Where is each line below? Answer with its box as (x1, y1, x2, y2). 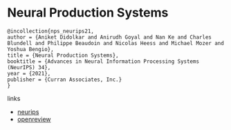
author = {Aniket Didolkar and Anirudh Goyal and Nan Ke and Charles (7, 33, 212, 41)
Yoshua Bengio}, (7, 46, 54, 53)
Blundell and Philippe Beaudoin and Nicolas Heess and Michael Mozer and (7, 39, 225, 46)
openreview (17, 115, 51, 123)
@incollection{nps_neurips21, (7, 28, 95, 35)
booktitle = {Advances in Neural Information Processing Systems (7, 57, 199, 65)
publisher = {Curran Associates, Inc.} (7, 76, 122, 83)
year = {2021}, (7, 70, 51, 77)
